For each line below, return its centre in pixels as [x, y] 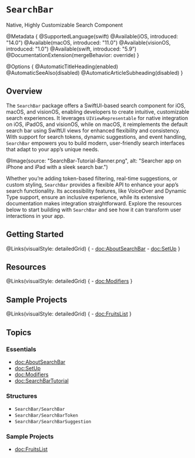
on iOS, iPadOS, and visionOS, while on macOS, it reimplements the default [97, 124]
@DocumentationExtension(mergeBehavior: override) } [73, 55]
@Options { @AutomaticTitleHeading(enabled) [62, 67]
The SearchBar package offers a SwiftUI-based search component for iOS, [96, 105]
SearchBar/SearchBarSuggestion [53, 422]
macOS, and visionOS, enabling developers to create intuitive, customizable [98, 112]
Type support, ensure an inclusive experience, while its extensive [85, 197]
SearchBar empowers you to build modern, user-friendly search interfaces [95, 143]
